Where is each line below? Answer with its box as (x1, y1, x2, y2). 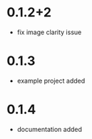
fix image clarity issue (16, 28, 82, 36)
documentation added (16, 125, 83, 133)
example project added (16, 76, 86, 85)
